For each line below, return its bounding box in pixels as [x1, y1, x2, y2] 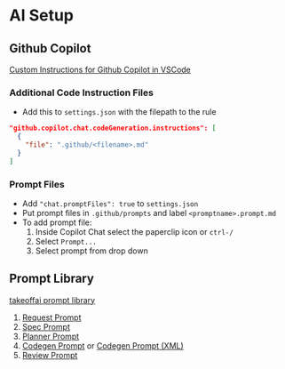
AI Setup [9, 5, 74, 26]
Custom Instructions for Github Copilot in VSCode [9, 64, 191, 75]
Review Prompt [21, 349, 78, 360]
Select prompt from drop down [35, 245, 148, 256]
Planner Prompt [21, 331, 80, 341]
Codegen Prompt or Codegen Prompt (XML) [21, 340, 184, 351]
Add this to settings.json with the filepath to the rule [21, 107, 217, 117]
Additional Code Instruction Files [9, 86, 154, 99]
